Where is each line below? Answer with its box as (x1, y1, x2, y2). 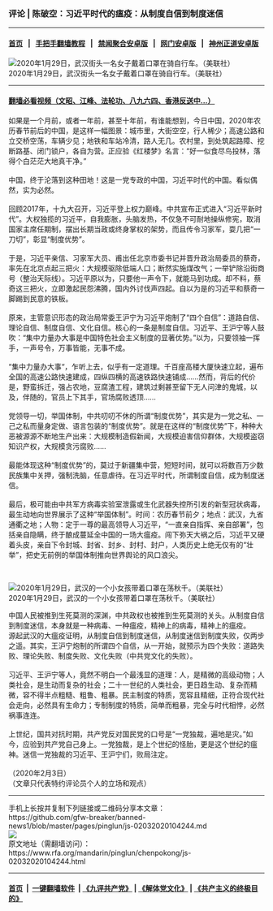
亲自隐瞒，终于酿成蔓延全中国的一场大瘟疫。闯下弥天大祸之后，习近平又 (15, 529, 258, 539)
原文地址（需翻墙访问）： (8, 839, 91, 848)
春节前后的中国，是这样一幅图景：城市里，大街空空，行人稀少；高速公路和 (15, 125, 265, 136)
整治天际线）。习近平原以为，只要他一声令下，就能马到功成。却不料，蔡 (22, 273, 262, 283)
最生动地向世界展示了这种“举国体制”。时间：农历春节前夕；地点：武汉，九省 (8, 509, 264, 519)
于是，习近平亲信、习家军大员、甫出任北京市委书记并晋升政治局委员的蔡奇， (8, 253, 265, 262)
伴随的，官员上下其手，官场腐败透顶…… (22, 392, 157, 402)
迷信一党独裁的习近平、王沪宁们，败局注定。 (22, 749, 172, 759)
